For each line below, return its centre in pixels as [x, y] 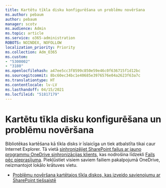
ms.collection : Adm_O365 [31, 52]
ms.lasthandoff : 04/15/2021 [35, 89]
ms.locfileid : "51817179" [32, 94]
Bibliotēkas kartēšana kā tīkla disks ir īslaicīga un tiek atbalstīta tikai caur [80, 144]
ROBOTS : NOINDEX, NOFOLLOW [33, 43]
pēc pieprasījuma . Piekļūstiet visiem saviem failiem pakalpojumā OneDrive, [82, 160]
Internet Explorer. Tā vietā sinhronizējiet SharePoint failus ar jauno [73, 149]
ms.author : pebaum [24, 15]
